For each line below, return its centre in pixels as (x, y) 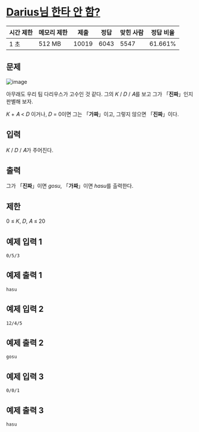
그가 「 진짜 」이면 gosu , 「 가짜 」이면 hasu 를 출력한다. (70, 186)
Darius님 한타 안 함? (53, 12)
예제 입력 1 (24, 242)
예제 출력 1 (24, 275)
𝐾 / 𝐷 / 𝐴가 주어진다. (30, 150)
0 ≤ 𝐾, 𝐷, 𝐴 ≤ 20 (26, 221)
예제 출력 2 (25, 343)
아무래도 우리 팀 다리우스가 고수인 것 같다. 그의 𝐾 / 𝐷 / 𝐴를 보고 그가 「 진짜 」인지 (100, 94)
